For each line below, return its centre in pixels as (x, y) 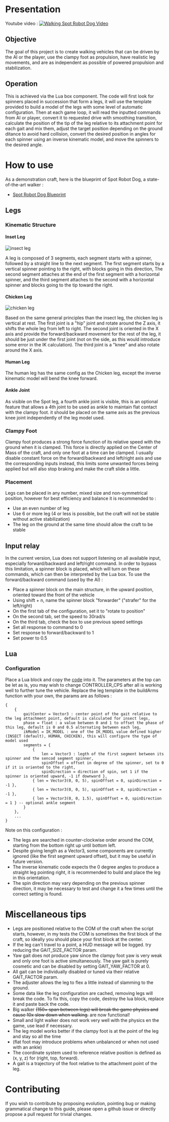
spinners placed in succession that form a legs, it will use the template (78, 101)
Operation (22, 84)
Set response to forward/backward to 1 (53, 633)
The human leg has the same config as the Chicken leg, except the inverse (83, 373)
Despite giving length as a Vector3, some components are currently (83, 851)
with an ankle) (27, 1047)
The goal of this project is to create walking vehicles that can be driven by (82, 51)
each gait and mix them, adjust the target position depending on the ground (84, 129)
